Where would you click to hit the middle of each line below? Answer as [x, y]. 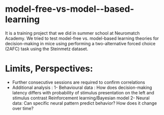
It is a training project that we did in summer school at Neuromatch [72, 33]
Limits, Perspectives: [49, 69]
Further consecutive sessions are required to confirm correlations [79, 82]
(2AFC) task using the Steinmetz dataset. [47, 49]
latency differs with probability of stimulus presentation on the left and [83, 92]
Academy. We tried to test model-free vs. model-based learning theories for [82, 38]
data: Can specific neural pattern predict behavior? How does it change [84, 103]
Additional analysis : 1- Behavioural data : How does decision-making [82, 87]
